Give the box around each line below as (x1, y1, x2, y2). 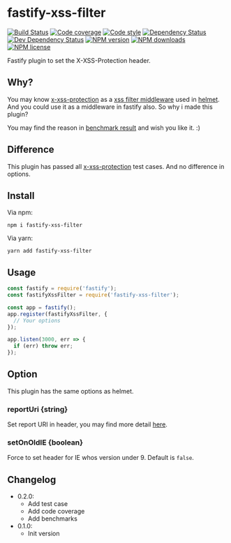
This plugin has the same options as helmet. (7, 387, 134, 395)
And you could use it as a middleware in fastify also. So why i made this (7, 103, 213, 111)
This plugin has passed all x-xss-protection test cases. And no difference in (7, 162, 225, 170)
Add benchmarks (27, 514, 78, 523)
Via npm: (7, 208, 33, 217)
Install (7, 190, 35, 202)
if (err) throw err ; (13, 343, 73, 350)
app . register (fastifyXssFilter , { (7, 311, 108, 318)
